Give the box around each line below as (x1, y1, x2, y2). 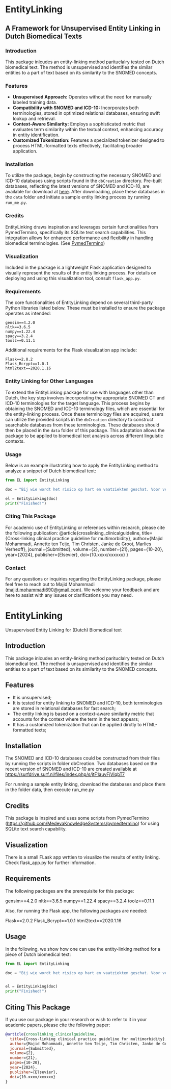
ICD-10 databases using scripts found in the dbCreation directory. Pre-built (5, 178, 162, 184)
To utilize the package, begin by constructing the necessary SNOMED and (5, 172, 161, 179)
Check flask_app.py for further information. (5, 859, 96, 866)
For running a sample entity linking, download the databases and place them (5, 781, 165, 788)
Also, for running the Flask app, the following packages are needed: (5, 907, 148, 914)
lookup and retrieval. (12, 116, 56, 122)
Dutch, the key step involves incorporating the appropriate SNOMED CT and (5, 394, 165, 401)
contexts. (5, 438, 25, 444)
